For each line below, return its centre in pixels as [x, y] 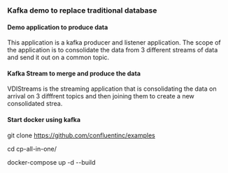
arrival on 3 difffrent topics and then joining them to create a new [101, 96]
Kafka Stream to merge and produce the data [74, 73]
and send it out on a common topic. [58, 57]
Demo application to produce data [58, 27]
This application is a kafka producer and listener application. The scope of [114, 43]
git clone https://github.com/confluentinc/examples [81, 135]
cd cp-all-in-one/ [32, 149]
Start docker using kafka [44, 119]
